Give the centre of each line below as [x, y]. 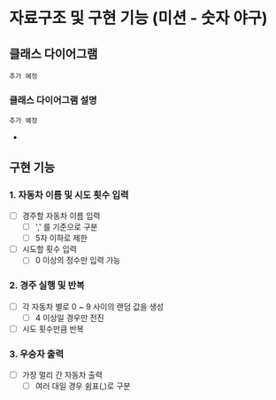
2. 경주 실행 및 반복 [47, 286]
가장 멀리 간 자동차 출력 [62, 375]
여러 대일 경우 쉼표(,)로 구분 [83, 386]
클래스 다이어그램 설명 [53, 100]
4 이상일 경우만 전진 [69, 318]
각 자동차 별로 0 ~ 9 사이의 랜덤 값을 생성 [93, 306]
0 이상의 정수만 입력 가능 [78, 260]
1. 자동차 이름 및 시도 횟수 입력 [69, 194]
